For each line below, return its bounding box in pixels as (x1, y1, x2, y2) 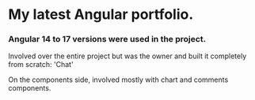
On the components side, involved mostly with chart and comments (8, 75, 229, 84)
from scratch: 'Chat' (8, 60, 74, 69)
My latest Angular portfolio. (8, 6, 194, 24)
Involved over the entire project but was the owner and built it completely (8, 51, 247, 61)
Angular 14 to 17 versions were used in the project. (8, 34, 207, 45)
